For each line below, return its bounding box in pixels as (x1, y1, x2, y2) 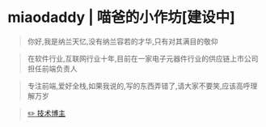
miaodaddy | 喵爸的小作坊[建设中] (7, 8, 235, 27)
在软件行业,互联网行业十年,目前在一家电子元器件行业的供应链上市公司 (27, 53, 259, 63)
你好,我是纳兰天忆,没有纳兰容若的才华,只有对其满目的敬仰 (27, 36, 218, 46)
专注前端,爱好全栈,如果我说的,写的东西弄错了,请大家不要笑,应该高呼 (27, 81, 251, 91)
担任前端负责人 (27, 63, 78, 74)
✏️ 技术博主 (27, 108, 66, 118)
